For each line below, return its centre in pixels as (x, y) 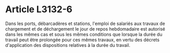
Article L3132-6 (39, 9)
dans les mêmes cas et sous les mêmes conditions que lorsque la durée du (84, 34)
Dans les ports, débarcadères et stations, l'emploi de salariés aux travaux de (85, 23)
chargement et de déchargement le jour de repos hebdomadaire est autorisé (85, 29)
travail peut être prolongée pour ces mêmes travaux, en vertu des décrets (82, 40)
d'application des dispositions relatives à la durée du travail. (68, 45)
